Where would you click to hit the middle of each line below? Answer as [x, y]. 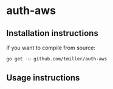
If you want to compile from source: [51, 48]
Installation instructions [52, 33]
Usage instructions [43, 78]
